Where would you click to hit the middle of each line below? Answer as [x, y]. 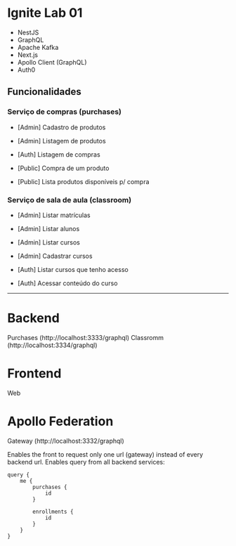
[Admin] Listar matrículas [54, 215]
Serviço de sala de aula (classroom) [70, 200]
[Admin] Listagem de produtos [62, 141]
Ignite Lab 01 [45, 13]
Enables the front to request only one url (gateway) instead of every [105, 454]
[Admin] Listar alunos [48, 228]
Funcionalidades [45, 92]
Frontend [34, 373]
